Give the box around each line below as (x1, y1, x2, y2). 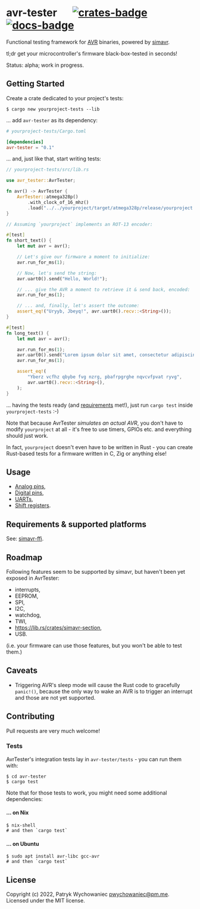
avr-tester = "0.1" (6, 144, 55, 150)
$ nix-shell (6, 823, 36, 828)
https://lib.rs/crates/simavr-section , (14, 624, 102, 631)
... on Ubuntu (6, 840, 39, 847)
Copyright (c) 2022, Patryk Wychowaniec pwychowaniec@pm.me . (6, 891, 170, 898)
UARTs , (14, 496, 34, 503)
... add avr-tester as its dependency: (6, 116, 98, 123)
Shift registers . (14, 502, 51, 509)
